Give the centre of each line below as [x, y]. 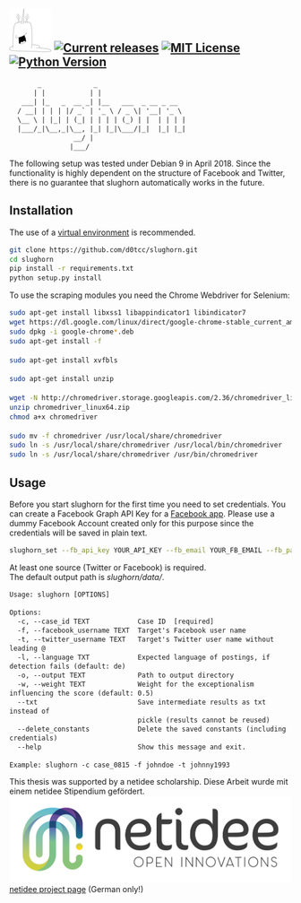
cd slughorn [31, 259]
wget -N [24, 398]
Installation [41, 211]
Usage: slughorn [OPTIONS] [60, 595]
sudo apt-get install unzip [62, 379]
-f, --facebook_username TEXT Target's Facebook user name [132, 630]
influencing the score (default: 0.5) [82, 693]
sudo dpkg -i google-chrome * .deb [72, 332]
